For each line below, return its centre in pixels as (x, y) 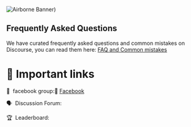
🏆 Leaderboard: (28, 117)
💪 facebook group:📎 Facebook (45, 91)
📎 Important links (50, 74)
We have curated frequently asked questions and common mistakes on (95, 43)
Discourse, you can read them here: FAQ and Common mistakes (87, 49)
